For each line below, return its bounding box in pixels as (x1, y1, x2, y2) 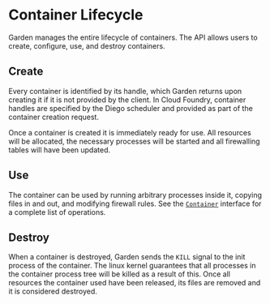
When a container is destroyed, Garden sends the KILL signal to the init (8, 252, 246, 262)
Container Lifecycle (8, 6, 144, 24)
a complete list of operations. (8, 207, 106, 216)
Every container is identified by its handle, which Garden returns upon (8, 86, 242, 96)
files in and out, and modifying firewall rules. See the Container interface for (8, 199, 262, 208)
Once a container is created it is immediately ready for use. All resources (8, 127, 251, 137)
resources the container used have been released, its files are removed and (8, 278, 261, 288)
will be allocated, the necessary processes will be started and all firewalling (8, 136, 261, 146)
